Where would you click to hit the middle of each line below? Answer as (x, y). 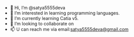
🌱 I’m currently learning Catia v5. (44, 18)
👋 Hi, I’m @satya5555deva (38, 8)
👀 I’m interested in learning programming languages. (65, 13)
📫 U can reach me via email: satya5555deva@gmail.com (69, 29)
